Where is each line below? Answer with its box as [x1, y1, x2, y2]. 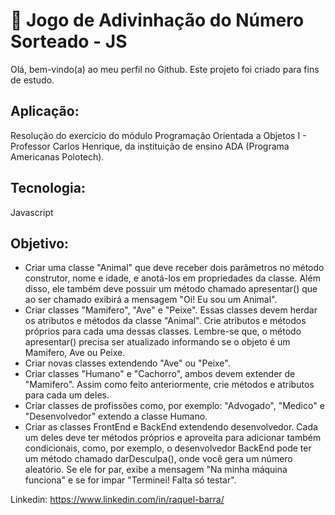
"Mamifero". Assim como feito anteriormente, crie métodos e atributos [24, 379, 315, 391]
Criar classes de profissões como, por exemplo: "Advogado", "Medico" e [24, 400, 325, 412]
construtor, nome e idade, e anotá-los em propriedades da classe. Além [24, 272, 321, 284]
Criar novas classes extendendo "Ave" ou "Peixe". [24, 357, 231, 369]
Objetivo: [10, 235, 70, 252]
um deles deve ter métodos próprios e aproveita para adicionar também [24, 432, 322, 444]
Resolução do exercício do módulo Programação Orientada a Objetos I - [10, 129, 307, 141]
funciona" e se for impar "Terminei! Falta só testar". [24, 474, 237, 486]
